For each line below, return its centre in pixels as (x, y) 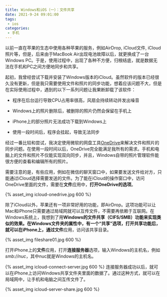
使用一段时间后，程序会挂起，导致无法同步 (56, 132)
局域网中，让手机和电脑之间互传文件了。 (46, 279)
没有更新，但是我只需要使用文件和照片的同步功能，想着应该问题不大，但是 (85, 83)
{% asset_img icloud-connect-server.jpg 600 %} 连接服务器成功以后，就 (80, 267)
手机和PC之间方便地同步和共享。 (47, 66)
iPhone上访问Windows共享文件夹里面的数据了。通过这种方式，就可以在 (87, 273)
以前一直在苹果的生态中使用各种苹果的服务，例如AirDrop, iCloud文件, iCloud (83, 48)
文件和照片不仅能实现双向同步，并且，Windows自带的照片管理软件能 (89, 155)
